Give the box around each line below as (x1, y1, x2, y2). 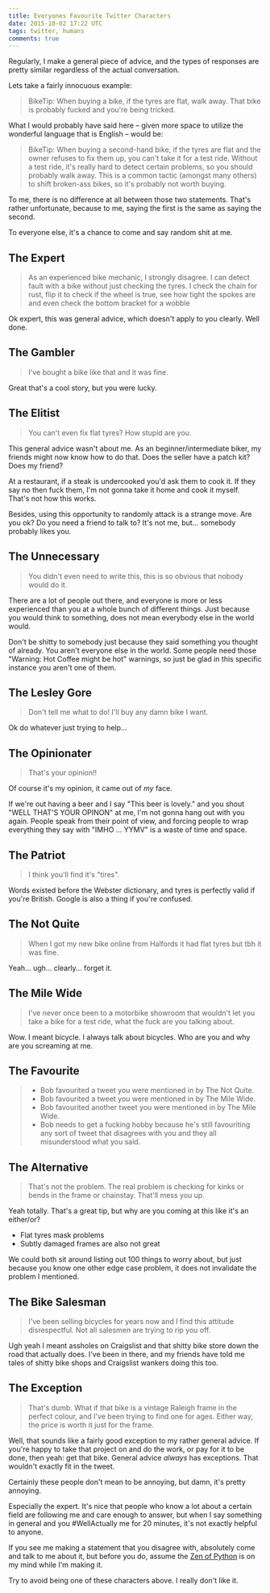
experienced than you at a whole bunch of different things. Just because (8, 603, 250, 614)
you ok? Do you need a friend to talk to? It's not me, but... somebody (8, 518, 236, 527)
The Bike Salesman (8, 1295, 106, 1309)
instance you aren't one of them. (8, 662, 117, 672)
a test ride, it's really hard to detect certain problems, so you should (27, 162, 254, 172)
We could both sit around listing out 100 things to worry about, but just (8, 1255, 242, 1264)
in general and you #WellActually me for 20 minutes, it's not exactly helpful (8, 1518, 258, 1528)
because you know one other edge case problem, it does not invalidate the (8, 1263, 257, 1273)
